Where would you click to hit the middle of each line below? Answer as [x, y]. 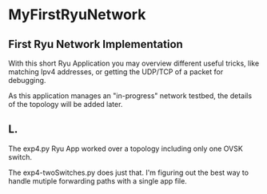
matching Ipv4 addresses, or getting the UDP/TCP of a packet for [116, 72]
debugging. [27, 80]
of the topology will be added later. [66, 104]
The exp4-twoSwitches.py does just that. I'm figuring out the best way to [129, 172]
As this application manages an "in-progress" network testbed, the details [130, 96]
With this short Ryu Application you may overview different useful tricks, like [134, 63]
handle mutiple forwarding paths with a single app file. [98, 180]
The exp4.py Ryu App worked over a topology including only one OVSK [126, 148]
